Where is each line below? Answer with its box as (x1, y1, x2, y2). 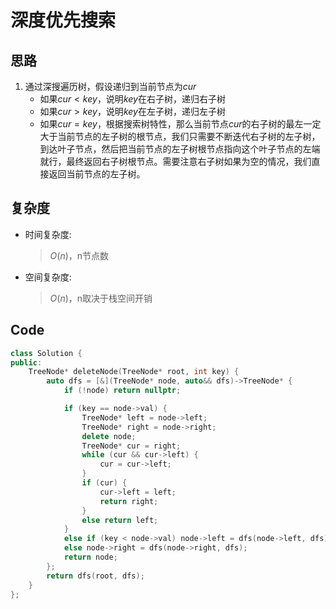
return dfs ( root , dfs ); (46, 571, 145, 581)
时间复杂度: (24, 228, 72, 240)
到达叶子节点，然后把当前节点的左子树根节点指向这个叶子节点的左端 (39, 143, 321, 155)
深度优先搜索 (10, 9, 117, 32)
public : (10, 357, 43, 368)
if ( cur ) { (81, 478, 128, 488)
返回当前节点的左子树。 (48, 168, 146, 180)
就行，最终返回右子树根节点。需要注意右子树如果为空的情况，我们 (39, 156, 312, 167)
